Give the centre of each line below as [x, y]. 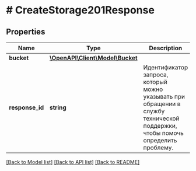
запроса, [156, 75]
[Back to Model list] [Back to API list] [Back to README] [73, 162]
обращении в [162, 104]
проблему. [158, 148]
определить [160, 140]
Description [166, 48]
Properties [26, 32]
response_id [27, 107]
